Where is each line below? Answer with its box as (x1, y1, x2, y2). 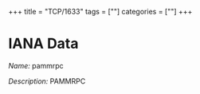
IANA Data (8, 35, 79, 53)
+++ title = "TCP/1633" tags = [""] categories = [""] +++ (8, 7, 193, 16)
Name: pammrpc (8, 61, 64, 70)
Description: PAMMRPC (8, 76, 86, 86)
